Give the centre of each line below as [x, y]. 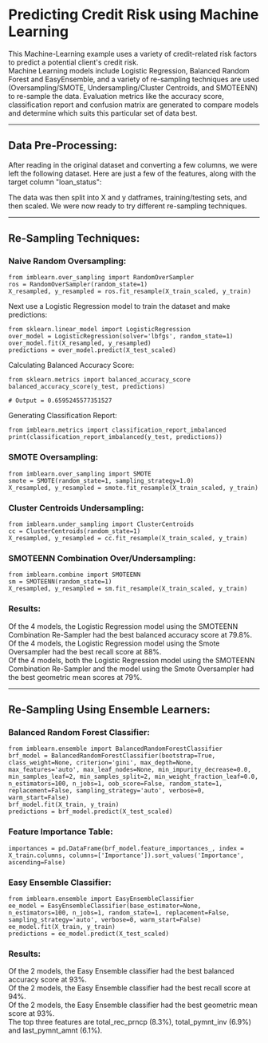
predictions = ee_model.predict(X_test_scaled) [89, 934]
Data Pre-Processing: [63, 146]
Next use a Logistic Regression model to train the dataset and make [119, 306]
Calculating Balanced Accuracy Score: [71, 365]
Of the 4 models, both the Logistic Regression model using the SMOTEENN [132, 660]
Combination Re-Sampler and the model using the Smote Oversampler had [131, 669]
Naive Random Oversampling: [67, 261]
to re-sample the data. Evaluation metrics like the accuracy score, [116, 96]
